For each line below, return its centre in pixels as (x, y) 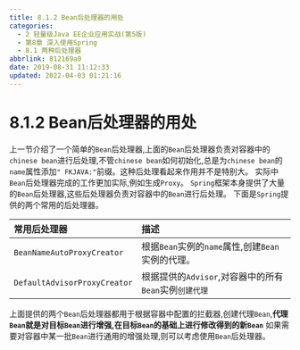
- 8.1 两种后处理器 (50, 51)
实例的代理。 (168, 260)
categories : (31, 26)
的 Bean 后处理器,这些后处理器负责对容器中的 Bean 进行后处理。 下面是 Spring (145, 194)
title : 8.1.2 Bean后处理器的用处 (67, 17)
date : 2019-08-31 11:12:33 (59, 68)
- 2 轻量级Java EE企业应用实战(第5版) (82, 34)
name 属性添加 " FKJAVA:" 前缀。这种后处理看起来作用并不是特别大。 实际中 (144, 171)
